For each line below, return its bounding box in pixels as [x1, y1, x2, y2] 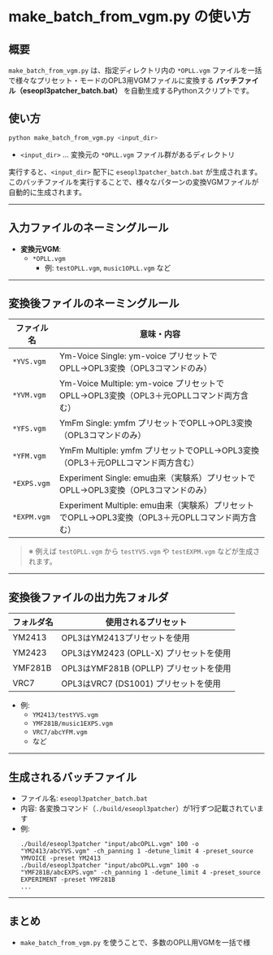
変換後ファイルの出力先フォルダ [8, 590, 169, 604]
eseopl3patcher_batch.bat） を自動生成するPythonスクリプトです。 [22, 86, 253, 95]
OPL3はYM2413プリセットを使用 [61, 632, 190, 644]
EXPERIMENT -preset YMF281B [19, 875, 115, 883]
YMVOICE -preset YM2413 [19, 854, 102, 862]
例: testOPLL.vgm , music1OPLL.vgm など [44, 263, 171, 272]
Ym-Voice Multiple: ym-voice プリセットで [59, 378, 225, 389]
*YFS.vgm [12, 424, 46, 433]
